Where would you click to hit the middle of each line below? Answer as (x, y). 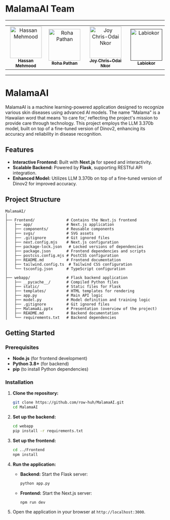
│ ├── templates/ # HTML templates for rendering (70, 291)
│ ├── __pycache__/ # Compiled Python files (62, 282)
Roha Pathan (65, 63)
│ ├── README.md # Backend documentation (62, 313)
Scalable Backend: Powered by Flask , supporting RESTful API (77, 167)
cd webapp (23, 426)
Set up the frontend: (34, 441)
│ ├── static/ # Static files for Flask (63, 287)
